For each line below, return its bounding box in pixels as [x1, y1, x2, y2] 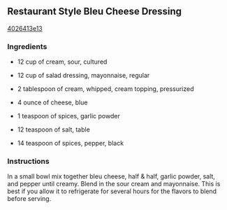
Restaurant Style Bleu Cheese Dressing [7, 6, 182, 17]
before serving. [7, 195, 52, 203]
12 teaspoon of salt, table [17, 125, 91, 134]
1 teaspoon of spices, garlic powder [17, 112, 120, 120]
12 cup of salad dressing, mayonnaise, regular [17, 71, 150, 80]
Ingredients [7, 41, 47, 51]
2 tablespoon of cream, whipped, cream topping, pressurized [17, 85, 194, 93]
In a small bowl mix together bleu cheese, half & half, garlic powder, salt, [7, 172, 215, 181]
